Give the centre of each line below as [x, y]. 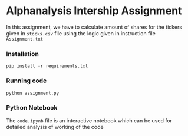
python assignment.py [33, 93]
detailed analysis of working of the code [55, 127]
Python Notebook [32, 108]
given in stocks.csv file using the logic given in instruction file [81, 33]
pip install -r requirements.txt [47, 66]
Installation [23, 54]
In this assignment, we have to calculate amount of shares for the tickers [94, 27]
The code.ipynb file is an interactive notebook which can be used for [89, 120]
